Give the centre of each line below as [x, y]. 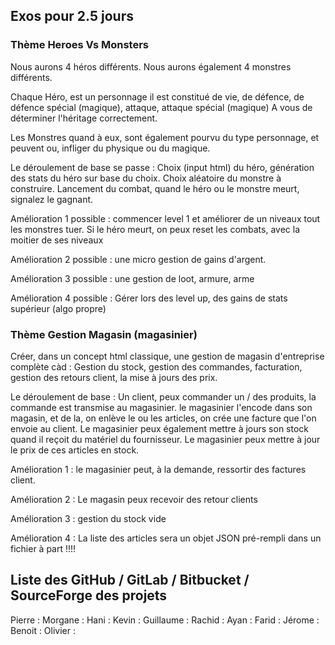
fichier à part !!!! [43, 548]
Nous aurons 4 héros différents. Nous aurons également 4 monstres [151, 66]
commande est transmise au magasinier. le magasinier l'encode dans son [161, 407]
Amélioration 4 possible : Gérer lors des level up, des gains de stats [149, 298]
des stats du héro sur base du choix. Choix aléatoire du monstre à [146, 178]
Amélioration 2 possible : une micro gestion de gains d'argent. [138, 259]
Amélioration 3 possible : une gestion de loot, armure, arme [132, 278]
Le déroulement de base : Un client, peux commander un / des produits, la [163, 396]
